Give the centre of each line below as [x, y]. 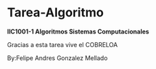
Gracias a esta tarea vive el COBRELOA [63, 44]
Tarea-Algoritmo [56, 13]
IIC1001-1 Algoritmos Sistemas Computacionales [78, 31]
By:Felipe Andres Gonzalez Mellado [57, 58]
